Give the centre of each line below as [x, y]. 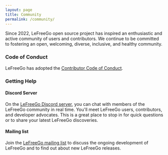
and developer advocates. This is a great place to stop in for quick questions [84, 115]
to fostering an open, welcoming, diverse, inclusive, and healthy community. [84, 44]
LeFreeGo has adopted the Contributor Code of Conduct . [64, 68]
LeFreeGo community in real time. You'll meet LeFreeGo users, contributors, [84, 109]
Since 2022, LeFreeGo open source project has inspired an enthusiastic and [84, 34]
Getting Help [21, 81]
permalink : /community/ [30, 19]
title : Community [23, 15]
